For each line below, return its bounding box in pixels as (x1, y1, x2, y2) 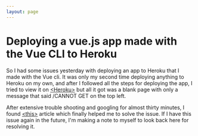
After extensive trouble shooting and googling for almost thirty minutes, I (6, 104, 185, 111)
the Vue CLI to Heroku (6, 47, 117, 60)
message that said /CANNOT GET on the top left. (6, 92, 126, 99)
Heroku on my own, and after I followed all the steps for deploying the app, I (6, 79, 193, 86)
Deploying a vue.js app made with (6, 34, 178, 48)
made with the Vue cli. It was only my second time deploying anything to (6, 73, 184, 81)
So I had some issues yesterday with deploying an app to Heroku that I (6, 67, 180, 74)
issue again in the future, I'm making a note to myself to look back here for (6, 116, 189, 123)
